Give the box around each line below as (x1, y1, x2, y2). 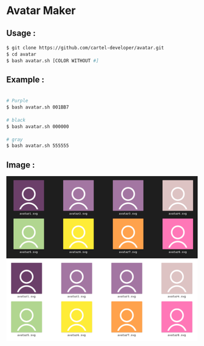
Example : (6, 74, 44, 85)
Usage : (6, 28, 36, 38)
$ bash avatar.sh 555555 (6, 143, 69, 149)
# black (6, 117, 26, 123)
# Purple (6, 98, 29, 104)
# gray (6, 136, 23, 143)
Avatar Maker (6, 4, 76, 18)
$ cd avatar (6, 51, 36, 57)
